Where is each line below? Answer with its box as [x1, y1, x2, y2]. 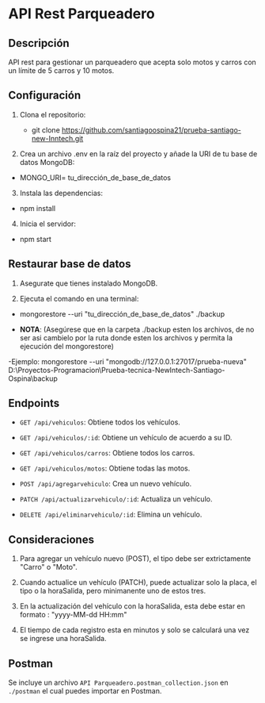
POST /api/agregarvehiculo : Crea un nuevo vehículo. [19, 479, 192, 489]
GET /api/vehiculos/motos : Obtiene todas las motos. [19, 463, 191, 473]
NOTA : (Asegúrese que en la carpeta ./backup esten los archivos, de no [19, 325, 255, 334]
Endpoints [8, 397, 60, 410]
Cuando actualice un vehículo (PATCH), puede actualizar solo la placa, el [19, 578, 257, 587]
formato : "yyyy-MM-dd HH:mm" [19, 610, 127, 620]
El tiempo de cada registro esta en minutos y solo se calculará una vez [19, 625, 250, 635]
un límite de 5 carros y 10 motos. [8, 66, 115, 75]
